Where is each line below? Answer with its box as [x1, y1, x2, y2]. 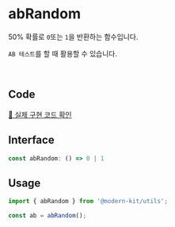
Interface [8, 133, 55, 147]
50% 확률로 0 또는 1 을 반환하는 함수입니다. [8, 32, 139, 41]
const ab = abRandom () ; [8, 212, 87, 220]
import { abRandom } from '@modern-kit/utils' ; [8, 198, 169, 206]
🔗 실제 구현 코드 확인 [8, 110, 72, 119]
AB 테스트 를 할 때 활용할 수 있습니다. [8, 48, 117, 58]
